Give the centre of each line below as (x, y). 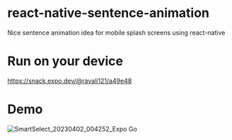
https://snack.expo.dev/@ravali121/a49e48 (70, 81)
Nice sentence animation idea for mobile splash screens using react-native (116, 33)
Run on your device (65, 61)
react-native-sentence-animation (109, 13)
